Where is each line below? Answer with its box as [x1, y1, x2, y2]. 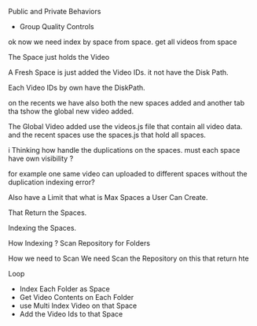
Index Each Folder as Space [19, 284, 110, 294]
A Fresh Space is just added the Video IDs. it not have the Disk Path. [8, 68, 229, 77]
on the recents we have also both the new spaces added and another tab [8, 98, 245, 107]
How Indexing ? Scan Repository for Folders [8, 239, 151, 247]
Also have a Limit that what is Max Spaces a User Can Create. [8, 193, 208, 202]
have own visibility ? [8, 154, 74, 163]
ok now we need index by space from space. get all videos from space [8, 37, 237, 46]
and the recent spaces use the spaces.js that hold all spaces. [8, 130, 207, 139]
